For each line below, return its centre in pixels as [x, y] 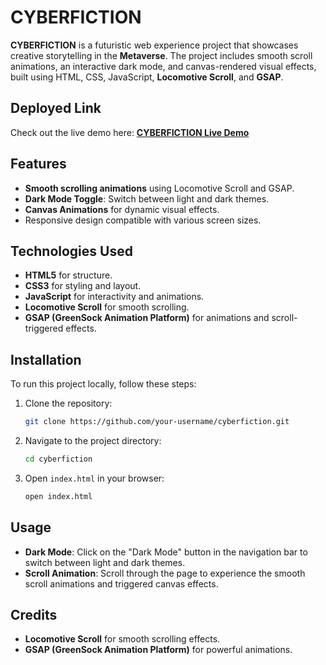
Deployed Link [56, 108]
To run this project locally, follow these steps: [103, 384]
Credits [34, 615]
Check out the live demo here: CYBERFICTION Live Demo [130, 132]
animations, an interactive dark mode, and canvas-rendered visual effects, [163, 66]
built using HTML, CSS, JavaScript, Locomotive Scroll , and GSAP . [147, 77]
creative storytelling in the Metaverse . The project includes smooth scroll [161, 55]
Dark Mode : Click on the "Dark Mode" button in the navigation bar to [166, 552]
